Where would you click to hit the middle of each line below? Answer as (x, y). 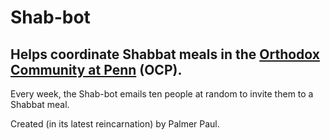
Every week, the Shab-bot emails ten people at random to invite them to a (162, 94)
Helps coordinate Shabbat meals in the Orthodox (165, 54)
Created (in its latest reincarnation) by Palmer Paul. (115, 124)
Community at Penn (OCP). (96, 69)
